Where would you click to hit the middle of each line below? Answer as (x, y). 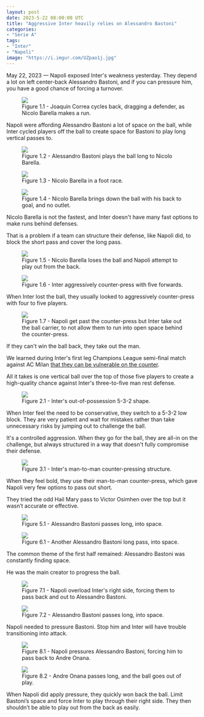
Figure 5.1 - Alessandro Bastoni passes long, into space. (92, 523)
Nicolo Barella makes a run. (56, 113)
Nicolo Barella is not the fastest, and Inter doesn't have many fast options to (102, 217)
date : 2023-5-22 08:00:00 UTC (45, 18)
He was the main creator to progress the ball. (64, 572)
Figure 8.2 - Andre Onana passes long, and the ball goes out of (102, 676)
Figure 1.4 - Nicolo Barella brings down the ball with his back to (102, 198)
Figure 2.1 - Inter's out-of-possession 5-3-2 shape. (86, 401)
